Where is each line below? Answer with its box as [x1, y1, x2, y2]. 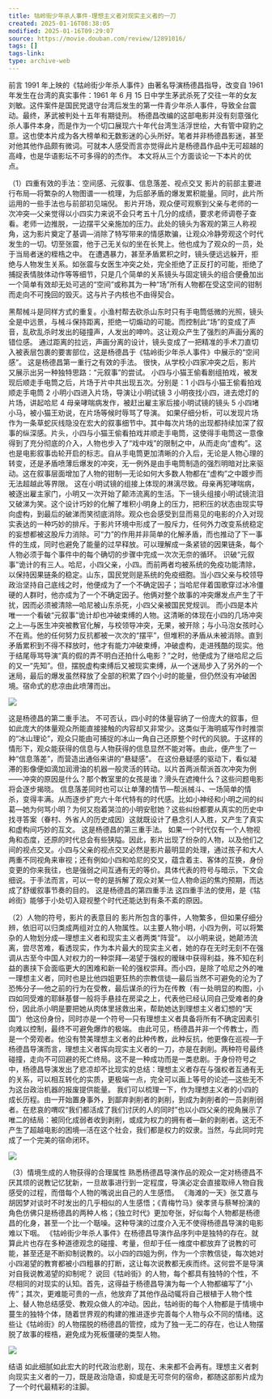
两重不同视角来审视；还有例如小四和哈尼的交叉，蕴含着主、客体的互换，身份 [8, 854, 264, 864]
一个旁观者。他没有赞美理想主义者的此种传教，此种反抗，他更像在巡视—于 [15, 1033, 264, 1044]
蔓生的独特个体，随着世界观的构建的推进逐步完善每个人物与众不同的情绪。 [8, 1308, 257, 1319]
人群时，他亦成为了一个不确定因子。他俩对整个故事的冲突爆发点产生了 [22, 590, 257, 600]
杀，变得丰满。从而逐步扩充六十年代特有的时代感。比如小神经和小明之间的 [8, 794, 257, 803]
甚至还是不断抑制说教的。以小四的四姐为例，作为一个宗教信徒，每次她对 [22, 1248, 264, 1258]
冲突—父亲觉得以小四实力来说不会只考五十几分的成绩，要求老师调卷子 [15, 208, 249, 218]
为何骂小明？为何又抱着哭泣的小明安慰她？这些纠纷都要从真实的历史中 [29, 804, 264, 814]
